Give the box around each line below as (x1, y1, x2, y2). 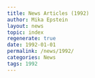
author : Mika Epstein (7, 16, 69, 23)
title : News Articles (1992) (7, 9, 90, 17)
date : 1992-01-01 (7, 41, 56, 48)
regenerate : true (7, 35, 56, 42)
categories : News (7, 54, 56, 61)
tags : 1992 (7, 60, 38, 67)
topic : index (7, 28, 44, 36)
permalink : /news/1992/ (7, 48, 75, 55)
